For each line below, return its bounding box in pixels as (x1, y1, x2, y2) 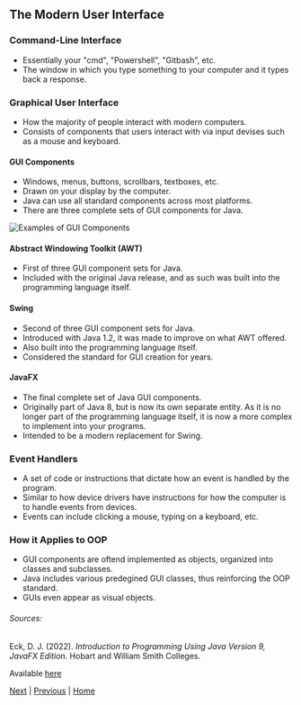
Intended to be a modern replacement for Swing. (22, 430, 203, 441)
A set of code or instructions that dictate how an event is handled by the (22, 473, 290, 484)
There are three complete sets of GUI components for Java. (22, 205, 244, 216)
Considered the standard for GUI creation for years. (22, 351, 214, 362)
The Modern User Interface (9, 7, 164, 22)
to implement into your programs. (22, 420, 146, 431)
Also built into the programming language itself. (22, 342, 198, 352)
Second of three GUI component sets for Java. (22, 323, 196, 334)
